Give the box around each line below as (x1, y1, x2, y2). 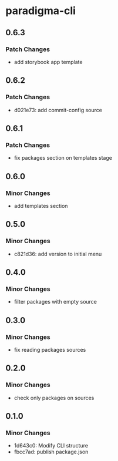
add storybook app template (14, 58, 83, 65)
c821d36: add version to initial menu (14, 250, 102, 257)
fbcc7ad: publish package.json (14, 448, 89, 456)
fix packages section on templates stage (14, 154, 113, 161)
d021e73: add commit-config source (14, 106, 102, 113)
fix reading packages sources (14, 346, 86, 353)
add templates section (14, 202, 68, 209)
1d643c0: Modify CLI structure (14, 442, 89, 449)
